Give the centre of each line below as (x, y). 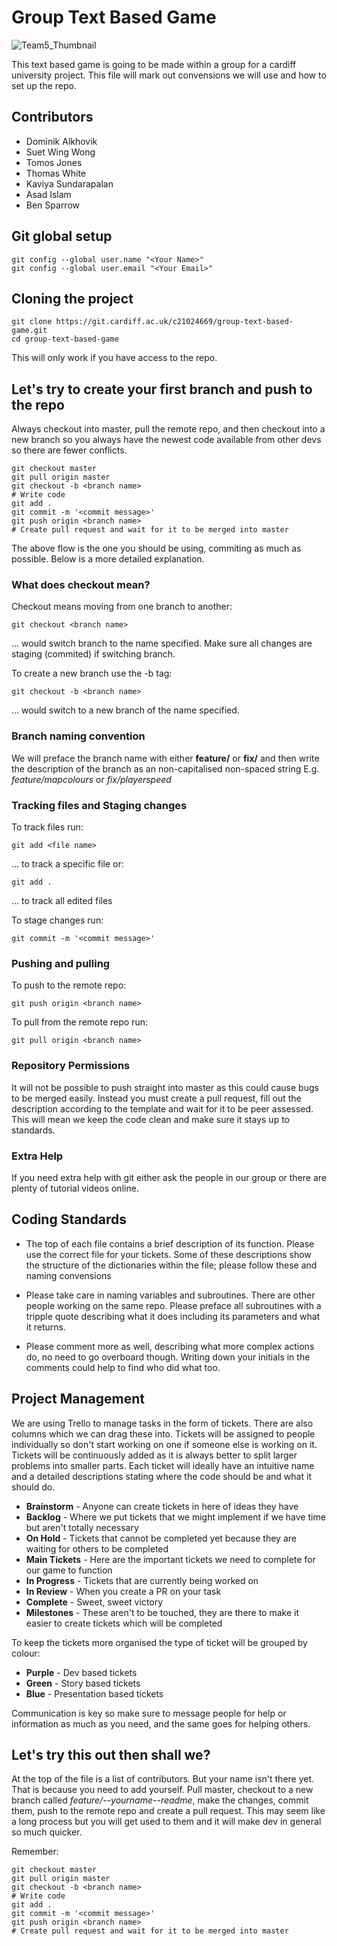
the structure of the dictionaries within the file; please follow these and (171, 1265)
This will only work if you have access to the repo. (114, 358)
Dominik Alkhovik (61, 141)
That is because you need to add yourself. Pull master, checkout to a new (162, 1790)
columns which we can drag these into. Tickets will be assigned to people (163, 1433)
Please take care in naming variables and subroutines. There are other (170, 1295)
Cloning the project (72, 298)
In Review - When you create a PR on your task (123, 1591)
